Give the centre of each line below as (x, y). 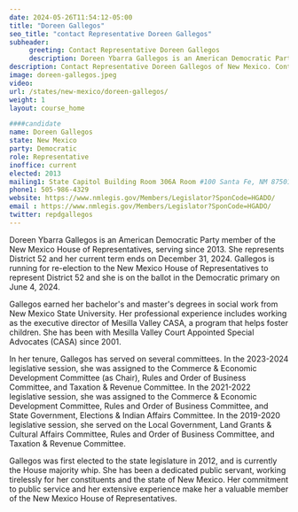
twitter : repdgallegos (51, 214)
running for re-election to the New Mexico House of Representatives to (139, 268)
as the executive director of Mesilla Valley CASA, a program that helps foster (149, 322)
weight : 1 (27, 100)
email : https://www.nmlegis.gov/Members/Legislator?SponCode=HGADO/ (141, 206)
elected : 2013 (35, 174)
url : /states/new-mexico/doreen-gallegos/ (89, 91)
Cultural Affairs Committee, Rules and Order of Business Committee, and (142, 434)
